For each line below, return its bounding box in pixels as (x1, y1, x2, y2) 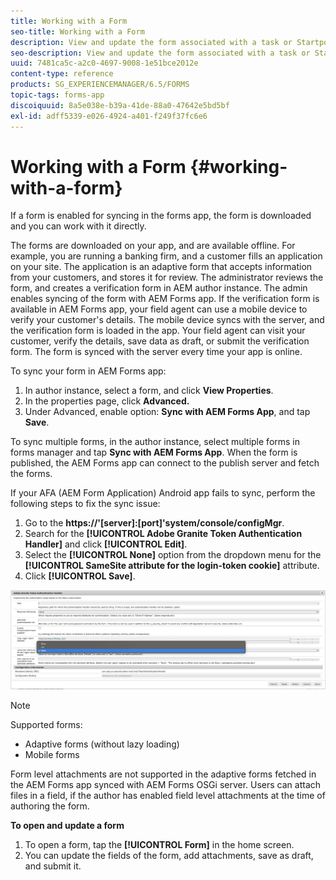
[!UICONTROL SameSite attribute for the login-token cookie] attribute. (24, 560, 320, 572)
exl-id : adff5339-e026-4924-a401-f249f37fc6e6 (10, 111, 208, 121)
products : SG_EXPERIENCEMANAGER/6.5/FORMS (10, 80, 190, 90)
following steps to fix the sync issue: (10, 498, 161, 510)
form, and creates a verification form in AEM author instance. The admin (10, 282, 308, 294)
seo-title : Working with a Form (10, 26, 145, 37)
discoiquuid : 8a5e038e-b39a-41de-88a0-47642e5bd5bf (10, 100, 230, 110)
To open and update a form (10, 820, 125, 832)
